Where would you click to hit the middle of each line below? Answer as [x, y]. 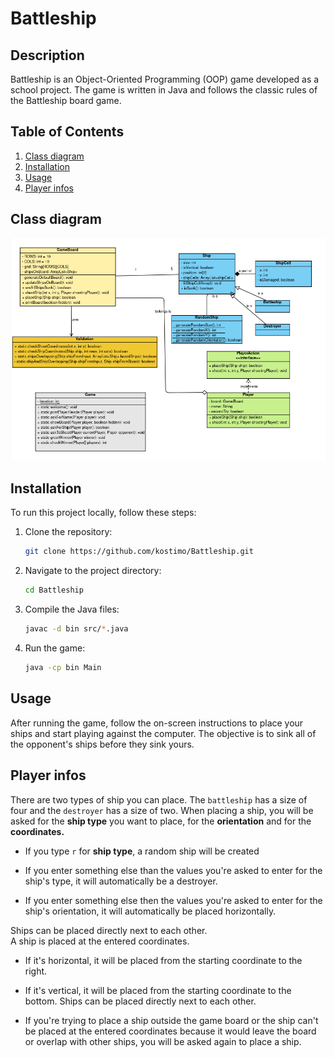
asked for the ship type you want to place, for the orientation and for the [161, 821]
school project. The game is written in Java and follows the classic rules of [164, 90]
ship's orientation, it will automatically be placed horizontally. [150, 911]
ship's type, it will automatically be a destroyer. [121, 881]
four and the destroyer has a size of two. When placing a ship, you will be [162, 810]
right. [36, 971]
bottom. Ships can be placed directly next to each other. [140, 1001]
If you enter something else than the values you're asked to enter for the [173, 870]
